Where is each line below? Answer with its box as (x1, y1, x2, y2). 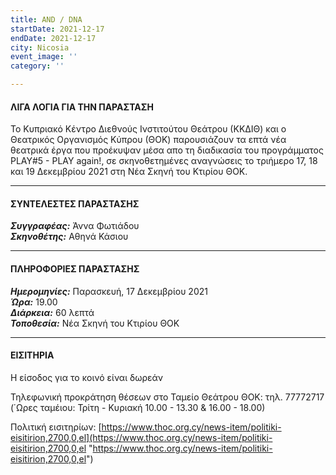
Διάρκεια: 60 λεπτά (10, 306, 95, 318)
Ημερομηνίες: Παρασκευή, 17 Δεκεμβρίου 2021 (10, 285, 208, 297)
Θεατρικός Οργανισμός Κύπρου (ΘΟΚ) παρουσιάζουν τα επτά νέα (10, 134, 287, 146)
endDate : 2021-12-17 (10, 33, 97, 43)
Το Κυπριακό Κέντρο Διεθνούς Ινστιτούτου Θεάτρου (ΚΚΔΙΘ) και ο (10, 123, 287, 135)
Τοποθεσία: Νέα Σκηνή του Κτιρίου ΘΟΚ (10, 317, 180, 329)
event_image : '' (10, 52, 78, 62)
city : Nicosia (10, 42, 70, 53)
